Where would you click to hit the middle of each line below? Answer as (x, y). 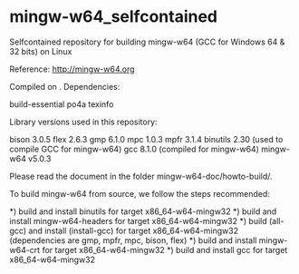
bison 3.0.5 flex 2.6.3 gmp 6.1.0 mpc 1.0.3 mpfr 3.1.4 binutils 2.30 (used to (146, 139)
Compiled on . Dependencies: (65, 86)
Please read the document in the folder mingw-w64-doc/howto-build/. (141, 176)
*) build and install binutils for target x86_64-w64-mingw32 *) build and (143, 211)
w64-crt (25, 250)
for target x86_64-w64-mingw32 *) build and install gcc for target (165, 250)
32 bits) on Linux (41, 51)
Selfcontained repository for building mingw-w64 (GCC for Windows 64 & (147, 42)
